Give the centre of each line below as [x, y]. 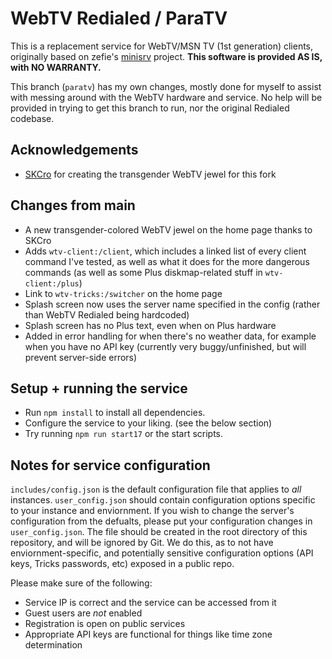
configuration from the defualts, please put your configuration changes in [161, 521]
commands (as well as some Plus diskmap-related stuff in [143, 272]
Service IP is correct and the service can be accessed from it [150, 603]
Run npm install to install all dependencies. [115, 413]
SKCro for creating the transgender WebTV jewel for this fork [150, 174]
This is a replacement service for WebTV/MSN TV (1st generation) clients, [162, 46]
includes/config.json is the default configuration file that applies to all [156, 489]
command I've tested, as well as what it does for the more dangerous [167, 261]
